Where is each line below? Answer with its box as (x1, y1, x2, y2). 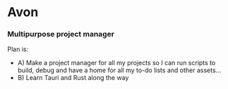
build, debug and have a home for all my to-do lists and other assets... (17, 66, 222, 74)
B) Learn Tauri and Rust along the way (17, 74, 129, 82)
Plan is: (7, 45, 29, 53)
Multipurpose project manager (7, 29, 115, 39)
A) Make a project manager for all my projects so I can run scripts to (17, 59, 216, 67)
